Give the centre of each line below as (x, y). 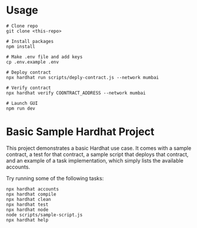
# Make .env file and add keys (44, 57)
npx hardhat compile (31, 194)
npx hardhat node (27, 210)
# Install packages (30, 41)
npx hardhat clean (29, 199)
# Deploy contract (29, 72)
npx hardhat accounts (33, 189)
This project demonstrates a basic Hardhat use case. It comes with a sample (99, 148)
